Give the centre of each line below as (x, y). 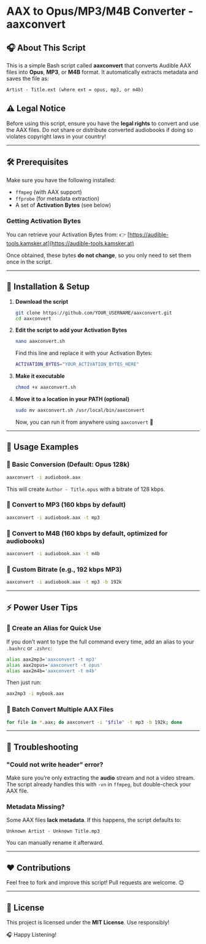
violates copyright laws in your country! (56, 136)
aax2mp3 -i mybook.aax (35, 694)
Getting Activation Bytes (44, 221)
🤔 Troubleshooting (42, 747)
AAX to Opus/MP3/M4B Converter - (100, 11)
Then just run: (24, 683)
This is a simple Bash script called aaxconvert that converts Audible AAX (99, 65)
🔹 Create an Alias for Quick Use (54, 628)
